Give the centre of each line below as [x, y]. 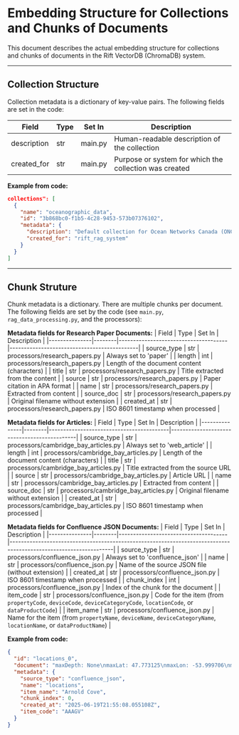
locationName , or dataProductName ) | [59, 625]
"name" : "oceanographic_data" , [67, 212]
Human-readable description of [167, 139]
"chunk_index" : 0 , [47, 699]
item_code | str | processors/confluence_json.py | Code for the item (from [116, 595]
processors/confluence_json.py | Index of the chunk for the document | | [114, 588]
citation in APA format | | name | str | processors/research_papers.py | [110, 386]
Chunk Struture [42, 287]
